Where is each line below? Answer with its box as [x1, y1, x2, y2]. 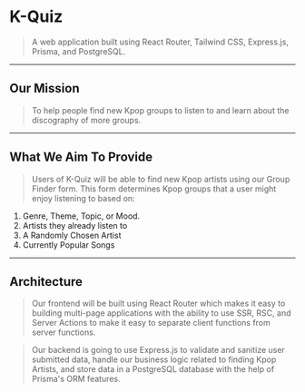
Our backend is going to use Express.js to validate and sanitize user [31, 345, 286, 356]
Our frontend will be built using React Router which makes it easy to [31, 298, 286, 309]
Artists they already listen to [22, 220, 128, 230]
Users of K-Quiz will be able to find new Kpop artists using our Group [31, 173, 290, 184]
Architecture [9, 274, 84, 289]
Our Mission [9, 81, 80, 96]
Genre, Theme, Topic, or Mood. [22, 211, 141, 221]
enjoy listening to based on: [31, 192, 135, 203]
